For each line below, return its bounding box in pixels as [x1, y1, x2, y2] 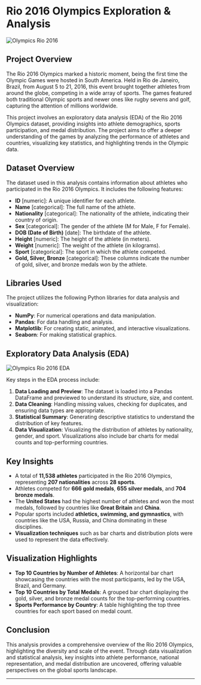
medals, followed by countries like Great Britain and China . [14, 504, 162, 511]
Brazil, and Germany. [14, 582, 67, 589]
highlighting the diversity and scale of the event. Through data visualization [6, 647, 192, 654]
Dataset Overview [6, 163, 75, 174]
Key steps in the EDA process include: [6, 376, 100, 384]
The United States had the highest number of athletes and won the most [14, 498, 194, 505]
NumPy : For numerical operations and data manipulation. [14, 312, 157, 319]
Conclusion [6, 625, 50, 635]
